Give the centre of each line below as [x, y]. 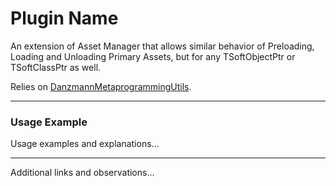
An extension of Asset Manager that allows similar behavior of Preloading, [162, 46]
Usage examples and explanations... [85, 144]
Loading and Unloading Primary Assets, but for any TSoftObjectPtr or [153, 56]
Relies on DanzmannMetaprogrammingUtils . [101, 86]
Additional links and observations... [82, 173]
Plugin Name [64, 18]
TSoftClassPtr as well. [56, 67]
